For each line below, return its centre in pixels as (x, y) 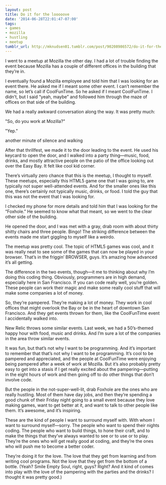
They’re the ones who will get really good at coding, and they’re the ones (79, 441)
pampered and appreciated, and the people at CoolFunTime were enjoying (81, 359)
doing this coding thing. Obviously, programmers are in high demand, (76, 277)
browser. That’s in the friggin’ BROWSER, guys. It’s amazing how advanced (81, 257)
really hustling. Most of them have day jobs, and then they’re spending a (79, 394)
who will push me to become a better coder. (50, 446)
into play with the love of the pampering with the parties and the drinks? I (80, 472)
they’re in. (15, 71)
